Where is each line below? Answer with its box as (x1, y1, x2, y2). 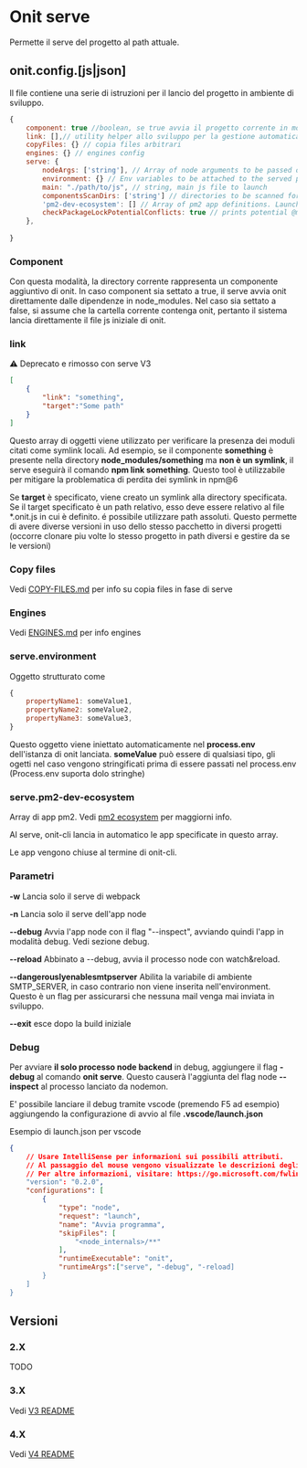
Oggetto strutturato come (9, 671, 106, 681)
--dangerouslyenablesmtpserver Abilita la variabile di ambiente (9, 971, 253, 982)
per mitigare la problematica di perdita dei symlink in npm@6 (9, 473, 238, 485)
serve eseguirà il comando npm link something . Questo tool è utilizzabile (9, 464, 286, 475)
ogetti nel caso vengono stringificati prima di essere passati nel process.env (9, 758, 297, 769)
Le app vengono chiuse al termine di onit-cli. (9, 847, 177, 858)
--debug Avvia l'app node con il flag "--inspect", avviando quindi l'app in (9, 925, 284, 937)
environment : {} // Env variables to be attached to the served (42, 174, 292, 184)
